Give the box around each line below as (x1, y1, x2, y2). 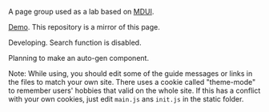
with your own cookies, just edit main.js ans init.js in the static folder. (8, 94, 244, 103)
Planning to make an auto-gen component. (8, 54, 150, 62)
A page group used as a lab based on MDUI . (8, 7, 155, 16)
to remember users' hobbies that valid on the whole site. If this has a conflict (8, 86, 261, 95)
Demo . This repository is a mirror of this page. (8, 22, 160, 31)
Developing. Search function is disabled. (8, 38, 142, 47)
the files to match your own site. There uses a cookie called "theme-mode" (8, 78, 256, 86)
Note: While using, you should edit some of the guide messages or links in (8, 69, 253, 78)
